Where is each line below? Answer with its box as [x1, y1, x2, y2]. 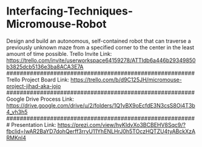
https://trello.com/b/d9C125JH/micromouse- [70, 76, 182, 83]
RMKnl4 [6, 134, 26, 141]
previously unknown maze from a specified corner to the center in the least [6, 44, 195, 51]
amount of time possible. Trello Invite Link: [6, 50, 112, 57]
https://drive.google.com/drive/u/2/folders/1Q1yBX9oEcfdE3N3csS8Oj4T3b [6, 101, 195, 109]
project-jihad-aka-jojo [6, 82, 61, 89]
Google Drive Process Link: [6, 95, 75, 103]
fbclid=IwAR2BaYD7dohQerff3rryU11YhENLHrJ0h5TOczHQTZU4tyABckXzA [6, 128, 196, 135]
